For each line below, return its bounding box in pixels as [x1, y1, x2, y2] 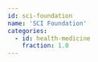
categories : [7, 27, 47, 35]
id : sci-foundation [7, 11, 73, 20]
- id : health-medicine [14, 34, 91, 43]
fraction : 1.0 [22, 42, 69, 50]
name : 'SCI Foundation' [7, 19, 88, 27]
